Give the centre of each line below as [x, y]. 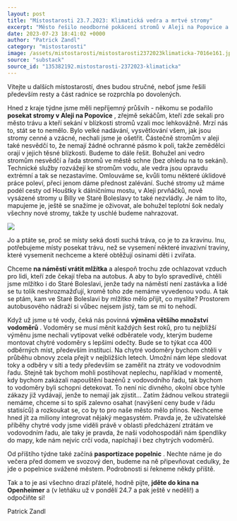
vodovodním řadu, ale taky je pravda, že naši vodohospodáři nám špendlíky [117, 433]
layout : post [26, 14]
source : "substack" [36, 60]
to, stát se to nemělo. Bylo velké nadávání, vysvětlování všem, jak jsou [109, 130]
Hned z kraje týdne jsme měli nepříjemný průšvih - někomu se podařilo [110, 107]
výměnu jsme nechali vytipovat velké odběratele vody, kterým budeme [110, 335]
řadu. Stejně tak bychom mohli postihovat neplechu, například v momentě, [115, 373]
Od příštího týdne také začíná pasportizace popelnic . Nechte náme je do [115, 454]
